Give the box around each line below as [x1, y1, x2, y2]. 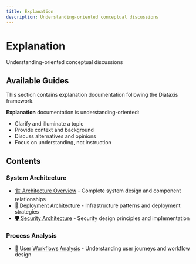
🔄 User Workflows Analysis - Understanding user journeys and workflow [14, 245, 191, 252]
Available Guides [6, 76, 69, 86]
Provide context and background [14, 127, 94, 134]
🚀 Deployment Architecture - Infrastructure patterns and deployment [14, 202, 181, 209]
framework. [6, 97, 34, 104]
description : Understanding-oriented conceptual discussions [6, 14, 159, 20]
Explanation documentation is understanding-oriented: [6, 109, 140, 116]
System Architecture [6, 174, 67, 182]
